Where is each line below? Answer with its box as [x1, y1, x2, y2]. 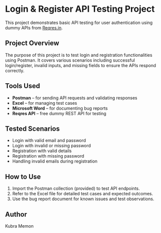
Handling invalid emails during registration [12, 158, 98, 164]
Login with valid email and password [12, 138, 86, 143]
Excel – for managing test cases [12, 100, 78, 106]
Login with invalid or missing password [12, 143, 91, 149]
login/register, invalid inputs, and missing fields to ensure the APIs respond [5, 62, 156, 68]
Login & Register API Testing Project [5, 3, 155, 15]
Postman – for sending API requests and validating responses [12, 94, 137, 101]
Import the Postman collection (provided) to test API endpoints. [12, 186, 140, 191]
